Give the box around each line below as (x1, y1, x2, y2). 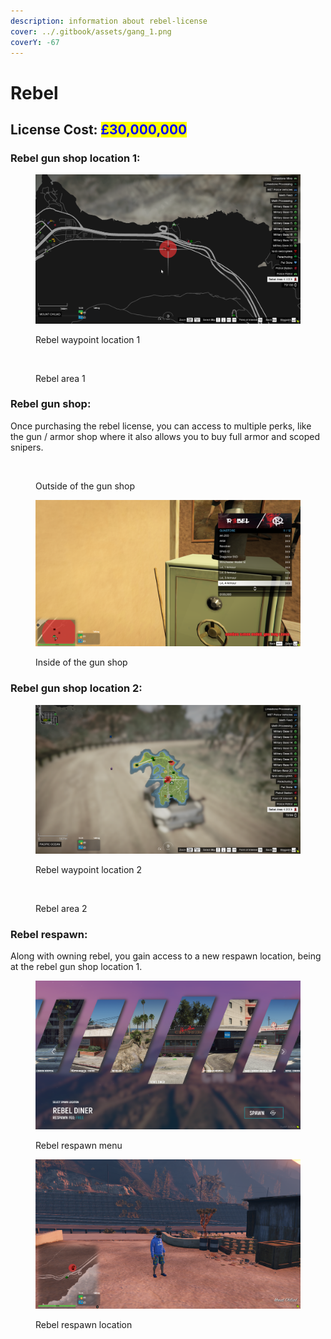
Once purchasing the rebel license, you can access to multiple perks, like (10, 420, 312, 432)
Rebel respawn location (35, 1318, 133, 1330)
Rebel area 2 (35, 902, 88, 914)
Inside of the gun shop (35, 656, 128, 669)
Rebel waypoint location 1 (35, 333, 141, 345)
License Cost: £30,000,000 (10, 121, 188, 138)
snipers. (10, 441, 44, 453)
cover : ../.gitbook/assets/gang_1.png (10, 26, 172, 37)
